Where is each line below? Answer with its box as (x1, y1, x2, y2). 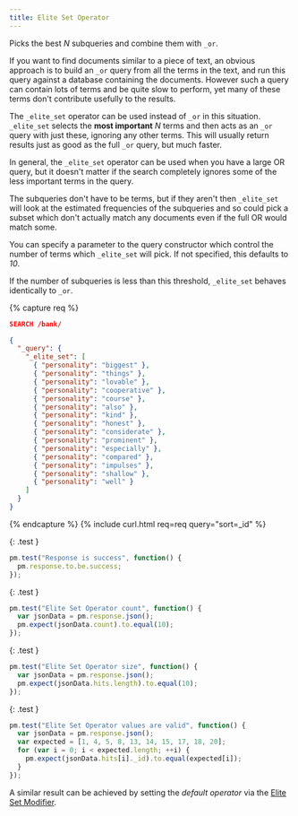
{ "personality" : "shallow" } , (32, 469, 150, 478)
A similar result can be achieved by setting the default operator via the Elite (9, 786, 287, 798)
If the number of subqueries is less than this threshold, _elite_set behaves (9, 275, 286, 286)
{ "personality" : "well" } (32, 477, 134, 487)
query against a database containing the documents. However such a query (9, 74, 289, 85)
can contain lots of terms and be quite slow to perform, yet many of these (9, 83, 281, 94)
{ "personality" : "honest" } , (32, 419, 146, 429)
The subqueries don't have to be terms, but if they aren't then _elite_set (9, 193, 279, 204)
